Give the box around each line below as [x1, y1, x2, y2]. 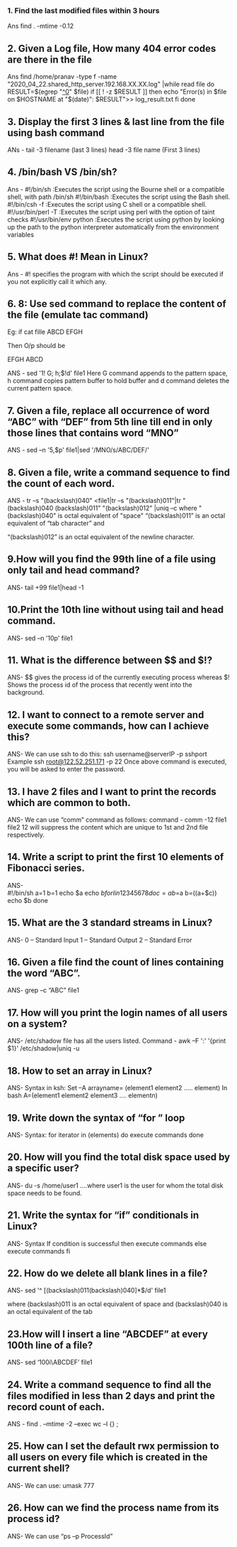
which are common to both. [7, 796, 131, 808]
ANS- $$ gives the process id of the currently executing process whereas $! [7, 673, 230, 682]
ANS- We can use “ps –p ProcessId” [7, 1531, 113, 1540]
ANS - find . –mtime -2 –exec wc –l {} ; [7, 1419, 119, 1428]
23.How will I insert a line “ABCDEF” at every [7, 1328, 209, 1340]
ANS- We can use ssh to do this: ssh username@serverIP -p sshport [7, 750, 207, 759]
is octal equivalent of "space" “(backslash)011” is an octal [57, 511, 226, 520]
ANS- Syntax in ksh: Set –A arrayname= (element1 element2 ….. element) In [7, 1084, 228, 1092]
